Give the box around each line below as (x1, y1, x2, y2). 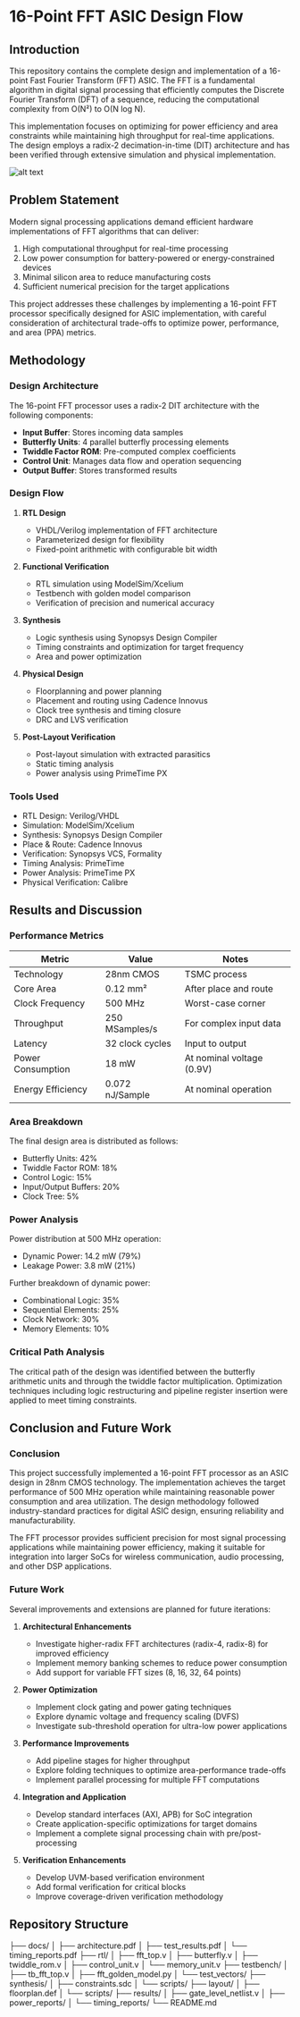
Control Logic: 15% (21, 1172, 93, 1183)
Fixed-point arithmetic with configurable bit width (35, 544, 218, 554)
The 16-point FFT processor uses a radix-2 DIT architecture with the (9, 400, 260, 410)
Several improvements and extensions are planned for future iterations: (9, 1603, 271, 1615)
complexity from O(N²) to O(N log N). (9, 104, 146, 114)
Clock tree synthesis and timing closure (35, 705, 181, 715)
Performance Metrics (9, 930, 104, 942)
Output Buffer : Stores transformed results (21, 465, 178, 476)
